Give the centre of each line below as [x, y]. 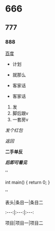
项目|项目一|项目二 [24, 223]
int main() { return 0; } [27, 182]
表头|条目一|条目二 [24, 202]
